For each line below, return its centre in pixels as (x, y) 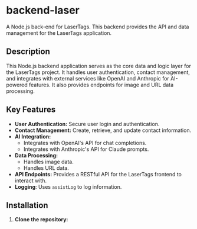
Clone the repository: (41, 220)
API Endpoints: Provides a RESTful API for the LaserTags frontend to (98, 174)
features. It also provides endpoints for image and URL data (101, 85)
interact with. (31, 180)
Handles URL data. (46, 168)
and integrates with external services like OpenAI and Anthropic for (88, 78)
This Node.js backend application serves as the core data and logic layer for (99, 66)
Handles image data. (48, 162)
